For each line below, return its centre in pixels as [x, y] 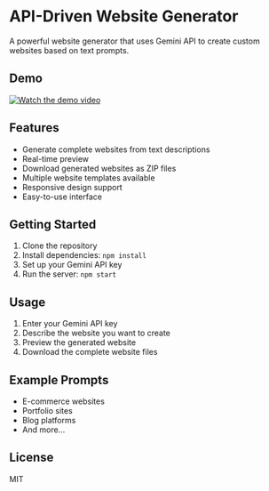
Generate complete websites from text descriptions [116, 149]
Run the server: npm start [69, 274]
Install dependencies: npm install [84, 255]
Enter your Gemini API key [70, 324]
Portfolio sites [47, 411]
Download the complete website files [90, 352]
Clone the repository [59, 245]
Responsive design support [72, 187]
